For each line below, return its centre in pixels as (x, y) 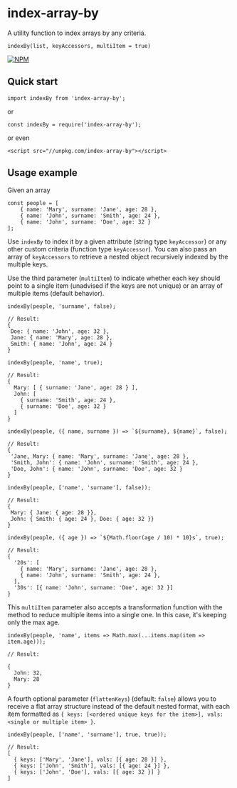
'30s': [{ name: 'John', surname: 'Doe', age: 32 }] (94, 587)
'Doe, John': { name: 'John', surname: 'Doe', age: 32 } (96, 469)
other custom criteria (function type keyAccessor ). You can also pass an (112, 249)
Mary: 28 (27, 679)
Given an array (29, 190)
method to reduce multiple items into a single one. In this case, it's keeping (117, 614)
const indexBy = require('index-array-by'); (74, 124)
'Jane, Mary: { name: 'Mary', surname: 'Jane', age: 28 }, (100, 456)
